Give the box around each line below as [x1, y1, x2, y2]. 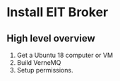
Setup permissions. [16, 66, 73, 74]
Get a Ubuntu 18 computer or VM [16, 51, 114, 59]
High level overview [6, 32, 96, 44]
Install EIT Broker [6, 4, 109, 20]
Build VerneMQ [16, 58, 61, 67]
